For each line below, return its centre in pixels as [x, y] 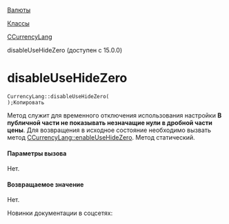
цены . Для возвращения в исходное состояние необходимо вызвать [109, 130]
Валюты [19, 10]
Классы [18, 23]
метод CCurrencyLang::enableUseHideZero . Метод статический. [101, 137]
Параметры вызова [37, 153]
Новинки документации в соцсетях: [60, 213]
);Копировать [26, 102]
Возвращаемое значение [46, 184]
